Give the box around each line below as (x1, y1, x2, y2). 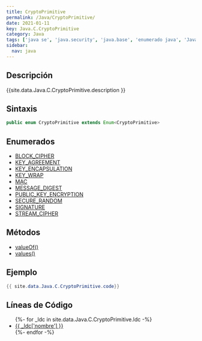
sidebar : (6, 43, 28, 49)
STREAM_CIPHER (14, 210, 59, 217)
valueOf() (14, 243, 39, 251)
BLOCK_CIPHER (14, 152, 55, 160)
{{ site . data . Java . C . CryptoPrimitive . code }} (6, 283, 120, 289)
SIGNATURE (14, 204, 45, 211)
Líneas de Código (6, 299, 73, 310)
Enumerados (6, 136, 55, 146)
